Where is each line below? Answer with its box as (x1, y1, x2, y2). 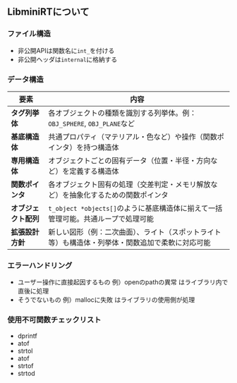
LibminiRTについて (7, 6, 90, 18)
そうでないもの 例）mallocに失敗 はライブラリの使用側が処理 (17, 296, 195, 304)
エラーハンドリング (7, 260, 73, 270)
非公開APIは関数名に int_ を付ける (17, 46, 115, 54)
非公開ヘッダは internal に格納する (17, 55, 118, 63)
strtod (17, 369, 35, 377)
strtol (17, 346, 33, 355)
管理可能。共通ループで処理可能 (48, 214, 154, 224)
